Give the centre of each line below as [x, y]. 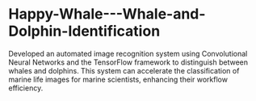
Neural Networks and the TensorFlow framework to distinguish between [128, 62]
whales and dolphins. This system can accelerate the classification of [124, 70]
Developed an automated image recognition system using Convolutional [128, 53]
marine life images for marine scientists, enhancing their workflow [118, 79]
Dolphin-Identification [84, 31]
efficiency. [26, 88]
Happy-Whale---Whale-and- [107, 14]
